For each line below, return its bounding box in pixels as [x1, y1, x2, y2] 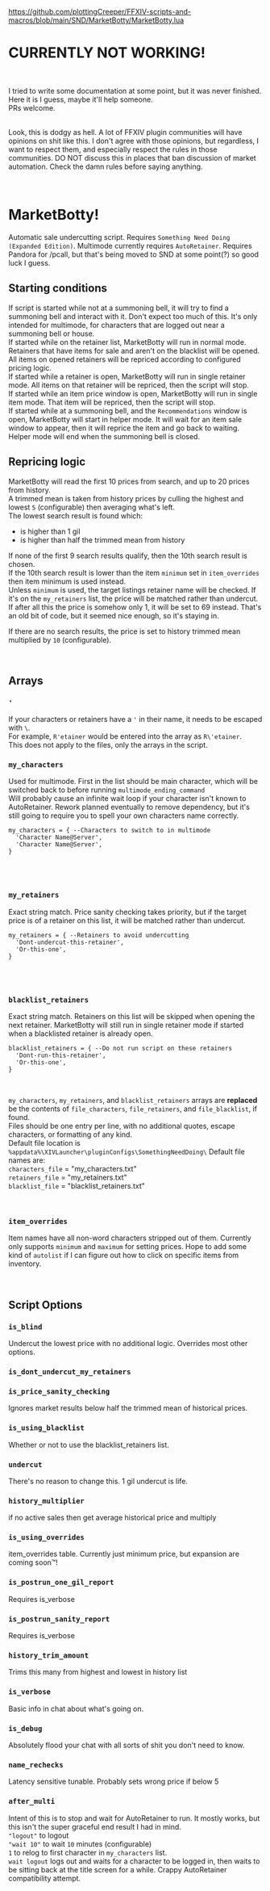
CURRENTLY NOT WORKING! [8, 44, 206, 62]
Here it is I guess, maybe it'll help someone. [8, 94, 153, 104]
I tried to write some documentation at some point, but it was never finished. [8, 86, 262, 95]
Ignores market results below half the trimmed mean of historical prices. [8, 1403, 248, 1413]
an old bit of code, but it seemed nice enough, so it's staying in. [8, 610, 219, 620]
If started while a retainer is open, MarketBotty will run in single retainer [8, 371, 246, 381]
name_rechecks [8, 1760, 64, 1769]
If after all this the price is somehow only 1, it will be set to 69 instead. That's [8, 602, 262, 612]
